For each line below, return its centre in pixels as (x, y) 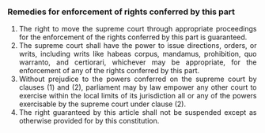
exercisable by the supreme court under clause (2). (102, 104)
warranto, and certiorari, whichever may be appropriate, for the (138, 62)
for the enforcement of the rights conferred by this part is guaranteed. (133, 37)
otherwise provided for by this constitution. (89, 121)
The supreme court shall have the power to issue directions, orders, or (138, 46)
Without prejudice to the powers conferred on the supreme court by (138, 79)
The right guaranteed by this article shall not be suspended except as (138, 113)
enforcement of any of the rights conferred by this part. (109, 71)
